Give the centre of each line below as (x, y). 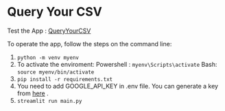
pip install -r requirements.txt (65, 79)
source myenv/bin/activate (56, 72)
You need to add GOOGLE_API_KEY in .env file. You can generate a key (117, 86)
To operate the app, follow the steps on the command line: (90, 44)
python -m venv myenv (48, 58)
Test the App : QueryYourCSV (49, 31)
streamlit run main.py (49, 101)
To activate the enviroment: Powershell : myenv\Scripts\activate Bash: (117, 64)
